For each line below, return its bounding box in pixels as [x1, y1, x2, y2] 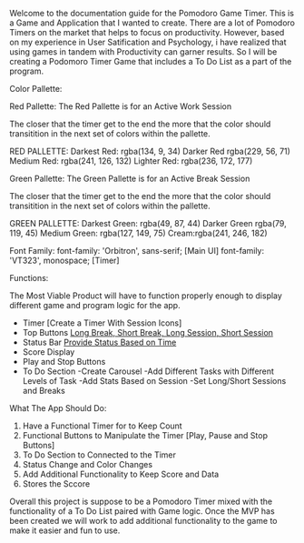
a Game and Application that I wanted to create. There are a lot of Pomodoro [9, 17, 296, 28]
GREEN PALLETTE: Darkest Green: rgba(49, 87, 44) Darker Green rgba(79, [9, 218, 288, 228]
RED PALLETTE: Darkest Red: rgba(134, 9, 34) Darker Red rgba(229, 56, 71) [9, 146, 290, 156]
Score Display [22, 347, 75, 357]
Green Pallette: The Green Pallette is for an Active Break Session [9, 173, 250, 184]
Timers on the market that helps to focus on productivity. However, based [9, 27, 285, 37]
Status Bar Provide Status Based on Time [22, 337, 177, 347]
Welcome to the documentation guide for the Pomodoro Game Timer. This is [9, 8, 295, 18]
